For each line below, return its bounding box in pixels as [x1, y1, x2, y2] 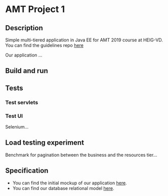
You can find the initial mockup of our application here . [12, 180, 128, 186]
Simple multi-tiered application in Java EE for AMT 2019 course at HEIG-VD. [5, 37, 163, 43]
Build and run [5, 67, 48, 75]
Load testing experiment [5, 139, 85, 147]
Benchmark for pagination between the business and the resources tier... [5, 152, 157, 158]
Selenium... [5, 124, 29, 129]
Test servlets [5, 99, 38, 106]
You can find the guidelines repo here [5, 42, 83, 48]
